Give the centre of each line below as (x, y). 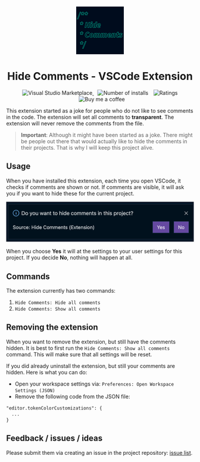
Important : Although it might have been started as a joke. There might (107, 135)
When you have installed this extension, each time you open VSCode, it (94, 181)
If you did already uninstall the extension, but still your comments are (91, 366)
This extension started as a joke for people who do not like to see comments (100, 110)
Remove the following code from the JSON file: (72, 396)
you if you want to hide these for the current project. (70, 193)
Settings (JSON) (35, 390)
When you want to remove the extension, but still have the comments (91, 342)
